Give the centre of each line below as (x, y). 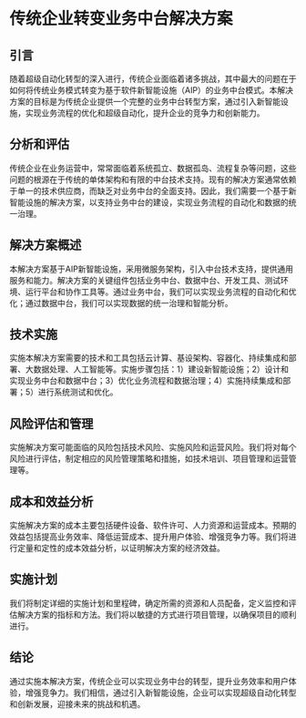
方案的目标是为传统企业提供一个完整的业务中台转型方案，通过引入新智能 (145, 102)
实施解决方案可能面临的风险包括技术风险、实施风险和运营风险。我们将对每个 (153, 447)
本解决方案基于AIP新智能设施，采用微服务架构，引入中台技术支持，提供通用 (152, 269)
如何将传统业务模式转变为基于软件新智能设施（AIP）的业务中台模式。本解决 (152, 90)
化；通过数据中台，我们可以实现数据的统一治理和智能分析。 (121, 303)
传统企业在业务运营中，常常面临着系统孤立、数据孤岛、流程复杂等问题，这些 (153, 168)
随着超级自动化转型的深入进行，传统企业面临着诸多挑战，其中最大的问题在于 (153, 79)
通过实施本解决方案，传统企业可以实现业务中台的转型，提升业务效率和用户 (149, 681)
